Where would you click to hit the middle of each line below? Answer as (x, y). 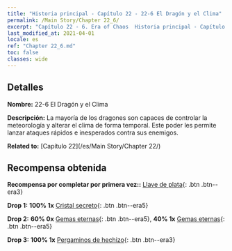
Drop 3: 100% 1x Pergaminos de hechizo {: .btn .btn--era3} (91, 240)
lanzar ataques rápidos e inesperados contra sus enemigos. (93, 132)
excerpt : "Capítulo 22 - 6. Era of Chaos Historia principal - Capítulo (116, 26)
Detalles (25, 88)
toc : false (23, 53)
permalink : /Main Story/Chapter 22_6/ (63, 20)
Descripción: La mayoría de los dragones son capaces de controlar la (107, 117)
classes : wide (28, 59)
